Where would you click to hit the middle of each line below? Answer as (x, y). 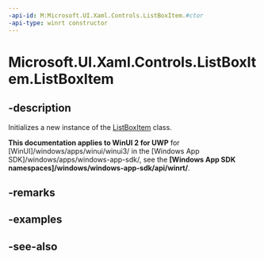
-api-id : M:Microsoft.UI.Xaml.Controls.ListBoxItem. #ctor (106, 15)
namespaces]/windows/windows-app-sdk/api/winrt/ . (99, 168)
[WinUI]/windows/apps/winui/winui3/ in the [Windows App (104, 150)
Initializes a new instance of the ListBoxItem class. (90, 127)
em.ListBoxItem (61, 79)
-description (40, 108)
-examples (35, 220)
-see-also (33, 246)
